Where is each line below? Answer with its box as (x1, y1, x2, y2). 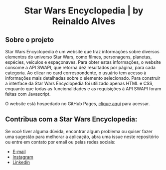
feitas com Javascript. (5, 91, 51, 97)
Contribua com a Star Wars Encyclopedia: (5, 115, 138, 124)
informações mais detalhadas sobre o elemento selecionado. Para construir (5, 75, 161, 81)
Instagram (12, 154, 33, 160)
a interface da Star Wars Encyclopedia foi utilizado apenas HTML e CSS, (5, 80, 154, 86)
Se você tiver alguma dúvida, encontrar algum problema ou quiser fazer (5, 128, 153, 134)
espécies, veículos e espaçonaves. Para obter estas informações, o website (5, 59, 161, 65)
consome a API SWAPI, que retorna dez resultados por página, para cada (5, 65, 156, 70)
